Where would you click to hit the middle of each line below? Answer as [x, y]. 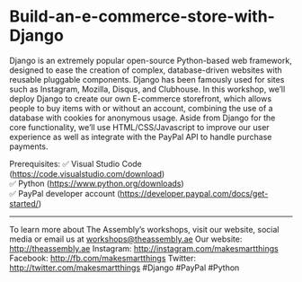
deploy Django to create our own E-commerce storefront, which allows [141, 98]
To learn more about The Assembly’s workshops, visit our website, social [144, 229]
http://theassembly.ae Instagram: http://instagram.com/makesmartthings [144, 248]
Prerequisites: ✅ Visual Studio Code [75, 163]
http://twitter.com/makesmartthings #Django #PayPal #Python [124, 268]
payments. [29, 146]
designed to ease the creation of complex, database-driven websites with [146, 70]
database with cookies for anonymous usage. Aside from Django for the [142, 118]
